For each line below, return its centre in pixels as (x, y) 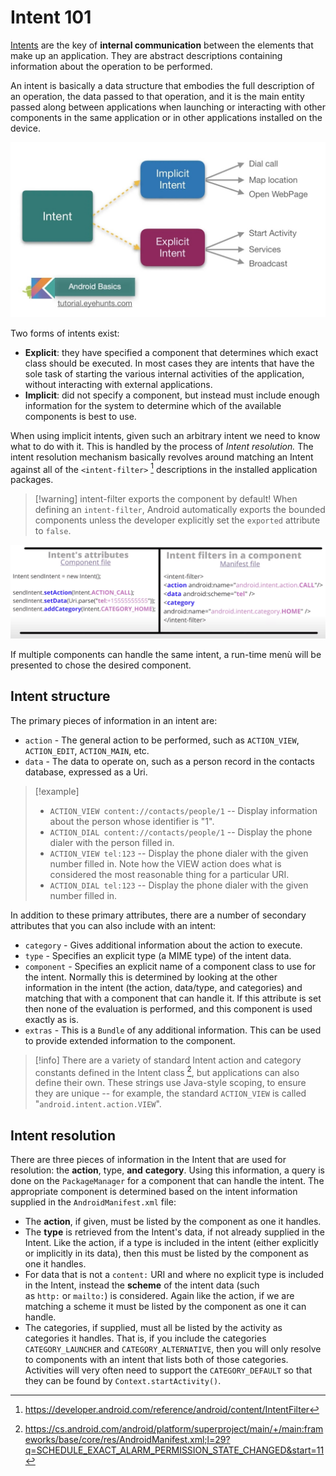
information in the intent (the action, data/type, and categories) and (163, 987)
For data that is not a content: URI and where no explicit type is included (174, 1275)
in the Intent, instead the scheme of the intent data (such (142, 1285)
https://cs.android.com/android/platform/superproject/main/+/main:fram (174, 1429)
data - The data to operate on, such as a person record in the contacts (169, 761)
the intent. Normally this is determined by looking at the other (151, 977)
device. (25, 128)
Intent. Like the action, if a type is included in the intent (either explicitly (171, 1243)
